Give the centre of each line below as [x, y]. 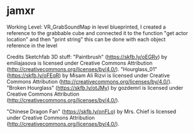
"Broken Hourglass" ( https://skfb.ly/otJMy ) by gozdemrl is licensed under [95, 87]
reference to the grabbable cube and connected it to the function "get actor [97, 33]
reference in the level [32, 45]
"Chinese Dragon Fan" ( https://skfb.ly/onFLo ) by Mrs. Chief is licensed [91, 111]
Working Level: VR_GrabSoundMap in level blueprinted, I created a [86, 27]
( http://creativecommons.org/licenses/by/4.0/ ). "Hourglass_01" [82, 69]
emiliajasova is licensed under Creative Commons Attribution [80, 63]
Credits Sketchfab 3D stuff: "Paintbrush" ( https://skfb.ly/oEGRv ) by [87, 57]
